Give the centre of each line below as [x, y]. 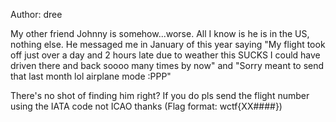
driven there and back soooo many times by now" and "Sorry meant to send [167, 65]
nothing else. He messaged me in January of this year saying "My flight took [168, 44]
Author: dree [36, 14]
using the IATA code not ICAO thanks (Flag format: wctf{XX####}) [146, 106]
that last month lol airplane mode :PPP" [91, 76]
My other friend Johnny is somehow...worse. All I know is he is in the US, [160, 33]
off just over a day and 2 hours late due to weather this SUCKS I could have [165, 55]
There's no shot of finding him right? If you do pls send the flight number [160, 95]
